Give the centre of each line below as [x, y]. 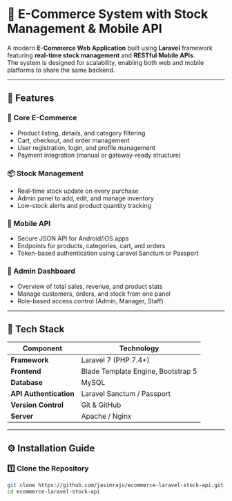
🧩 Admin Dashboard [41, 271]
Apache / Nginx [106, 416]
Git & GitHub [101, 405]
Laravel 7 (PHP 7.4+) [115, 360]
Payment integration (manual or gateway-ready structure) [99, 155]
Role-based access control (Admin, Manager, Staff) [90, 301]
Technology [139, 348]
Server [22, 416]
